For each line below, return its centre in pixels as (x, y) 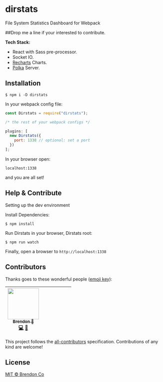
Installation (23, 83)
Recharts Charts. (30, 62)
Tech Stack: (18, 42)
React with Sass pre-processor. (45, 52)
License (18, 362)
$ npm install (20, 224)
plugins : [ (16, 131)
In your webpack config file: (34, 104)
